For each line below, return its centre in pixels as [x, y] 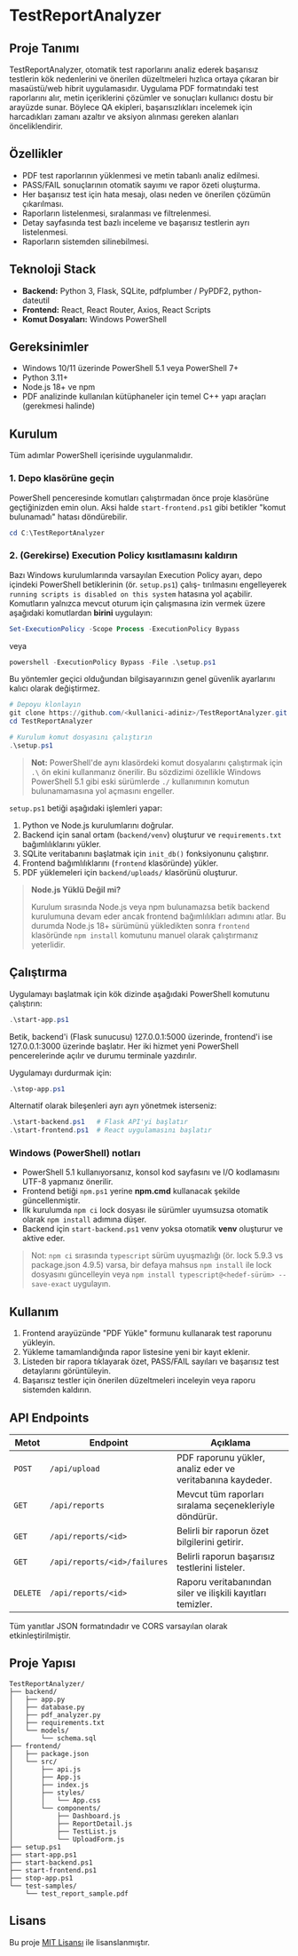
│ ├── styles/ [47, 1793]
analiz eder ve [205, 1469]
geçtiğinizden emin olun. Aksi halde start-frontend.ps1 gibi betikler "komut [148, 507]
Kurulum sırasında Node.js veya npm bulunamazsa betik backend [150, 907]
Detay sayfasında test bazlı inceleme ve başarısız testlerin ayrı [136, 222]
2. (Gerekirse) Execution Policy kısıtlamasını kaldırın [123, 556]
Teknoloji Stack [53, 269]
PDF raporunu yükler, [221, 1458]
